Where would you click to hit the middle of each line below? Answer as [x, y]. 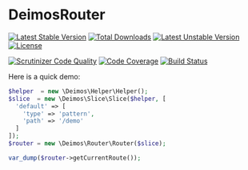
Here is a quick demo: [44, 76]
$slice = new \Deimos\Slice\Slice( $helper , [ [87, 99]
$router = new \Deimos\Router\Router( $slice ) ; [87, 144]
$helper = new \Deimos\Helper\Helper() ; [78, 91]
